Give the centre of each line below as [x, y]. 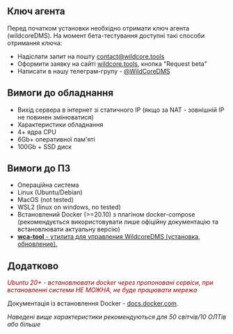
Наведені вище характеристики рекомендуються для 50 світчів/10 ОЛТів [117, 317]
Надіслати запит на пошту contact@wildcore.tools [91, 56]
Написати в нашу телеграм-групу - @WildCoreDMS [94, 71]
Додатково [33, 266]
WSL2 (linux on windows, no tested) [69, 207]
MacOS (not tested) [46, 200]
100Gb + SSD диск [44, 147]
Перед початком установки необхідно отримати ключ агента [98, 28]
